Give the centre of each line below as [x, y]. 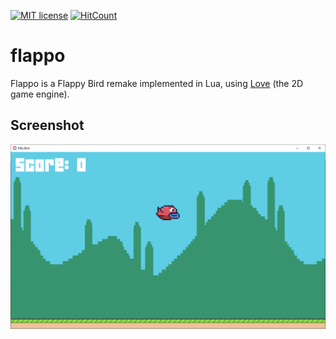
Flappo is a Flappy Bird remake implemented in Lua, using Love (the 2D [157, 83]
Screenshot [47, 125]
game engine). [40, 94]
